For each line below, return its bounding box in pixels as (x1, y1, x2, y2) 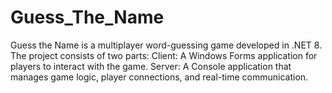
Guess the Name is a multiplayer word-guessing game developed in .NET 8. (10, 39, 323, 51)
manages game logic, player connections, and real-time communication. (10, 71, 309, 83)
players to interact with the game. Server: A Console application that (10, 60, 292, 72)
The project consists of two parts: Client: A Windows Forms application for (10, 49, 318, 61)
